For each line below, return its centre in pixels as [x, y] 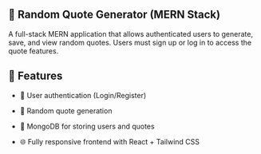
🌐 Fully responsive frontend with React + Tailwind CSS [110, 141]
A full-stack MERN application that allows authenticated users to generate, [131, 34]
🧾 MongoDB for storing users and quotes [87, 126]
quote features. [34, 51]
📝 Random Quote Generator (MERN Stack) [115, 15]
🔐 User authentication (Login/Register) [83, 95]
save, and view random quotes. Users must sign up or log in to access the [130, 42]
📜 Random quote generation [66, 111]
